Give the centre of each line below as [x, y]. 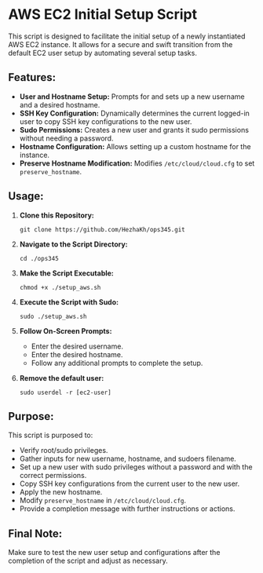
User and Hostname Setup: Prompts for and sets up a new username [132, 97]
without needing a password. [66, 138]
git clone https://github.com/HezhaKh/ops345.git [102, 229]
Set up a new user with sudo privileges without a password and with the [136, 467]
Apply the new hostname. [61, 492]
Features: [32, 77]
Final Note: [35, 533]
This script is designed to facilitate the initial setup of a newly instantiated [127, 36]
